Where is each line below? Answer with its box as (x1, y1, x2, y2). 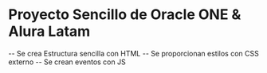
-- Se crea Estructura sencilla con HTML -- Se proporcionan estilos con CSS (8, 48, 259, 58)
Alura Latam (8, 22, 91, 40)
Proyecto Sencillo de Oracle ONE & (8, 6, 241, 24)
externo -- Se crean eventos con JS (8, 57, 126, 67)
